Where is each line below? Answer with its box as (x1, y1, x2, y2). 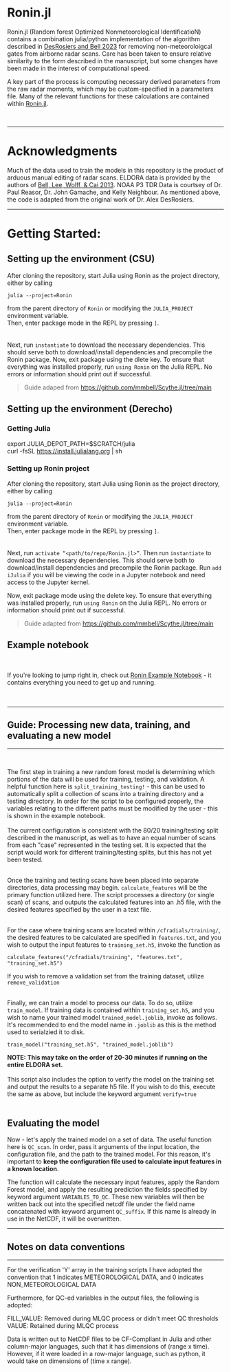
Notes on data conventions (7, 1241, 125, 1253)
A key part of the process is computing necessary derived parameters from (7, 77, 221, 85)
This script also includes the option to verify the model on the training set (7, 1075, 214, 1084)
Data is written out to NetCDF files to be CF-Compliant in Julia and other (7, 1335, 212, 1343)
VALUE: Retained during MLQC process (7, 1322, 119, 1330)
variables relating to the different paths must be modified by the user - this (7, 804, 219, 813)
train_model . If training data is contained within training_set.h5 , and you (7, 1006, 214, 1014)
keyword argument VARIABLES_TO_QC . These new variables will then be (7, 1192, 205, 1201)
